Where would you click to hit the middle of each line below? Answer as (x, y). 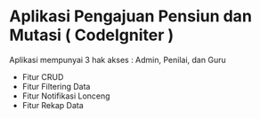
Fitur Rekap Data (53, 105)
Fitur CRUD (43, 76)
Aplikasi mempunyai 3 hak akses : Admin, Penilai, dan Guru (118, 59)
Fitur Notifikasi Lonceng (66, 96)
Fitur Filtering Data (56, 86)
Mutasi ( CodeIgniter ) (92, 35)
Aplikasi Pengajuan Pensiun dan (130, 16)
